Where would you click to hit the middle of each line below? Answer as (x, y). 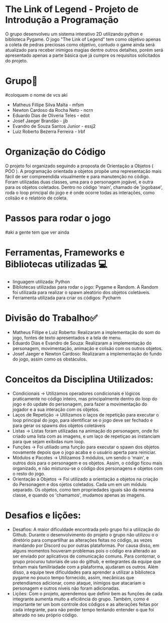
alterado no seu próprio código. (45, 615)
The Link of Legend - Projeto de (72, 9)
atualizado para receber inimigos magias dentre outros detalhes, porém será (84, 50)
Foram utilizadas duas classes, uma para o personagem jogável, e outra (79, 182)
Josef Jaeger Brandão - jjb (40, 121)
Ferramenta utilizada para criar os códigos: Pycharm (67, 298)
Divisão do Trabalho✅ (51, 318)
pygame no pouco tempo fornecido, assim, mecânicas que (73, 577)
